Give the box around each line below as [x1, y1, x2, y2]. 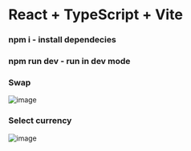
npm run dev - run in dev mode [8, 56, 131, 67]
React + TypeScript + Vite [8, 6, 183, 24]
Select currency [8, 115, 72, 126]
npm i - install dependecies [8, 34, 116, 46]
